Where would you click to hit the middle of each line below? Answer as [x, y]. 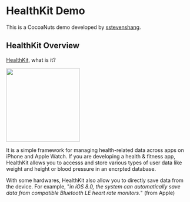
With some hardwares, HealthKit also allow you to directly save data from [95, 180]
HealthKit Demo [46, 11]
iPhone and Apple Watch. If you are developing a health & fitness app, [91, 156]
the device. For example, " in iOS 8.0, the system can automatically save [93, 186]
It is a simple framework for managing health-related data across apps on [95, 150]
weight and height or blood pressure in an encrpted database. [81, 168]
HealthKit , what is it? [31, 59]
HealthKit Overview [43, 46]
